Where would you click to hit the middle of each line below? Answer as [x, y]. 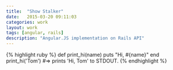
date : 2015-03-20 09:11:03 [41, 17]
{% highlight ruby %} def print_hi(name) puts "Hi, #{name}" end [83, 55]
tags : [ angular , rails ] [35, 33]
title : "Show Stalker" [35, 11]
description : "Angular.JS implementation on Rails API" [75, 38]
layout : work [22, 27]
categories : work [27, 22]
